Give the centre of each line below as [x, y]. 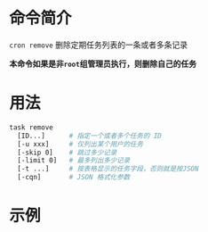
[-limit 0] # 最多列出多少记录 [74, 161]
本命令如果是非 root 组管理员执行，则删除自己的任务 [103, 63]
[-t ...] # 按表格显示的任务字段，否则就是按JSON [108, 169]
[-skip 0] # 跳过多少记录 [67, 153]
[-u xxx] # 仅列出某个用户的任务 [80, 144]
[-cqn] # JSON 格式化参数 [74, 178]
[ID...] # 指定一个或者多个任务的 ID [89, 136]
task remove [31, 127]
